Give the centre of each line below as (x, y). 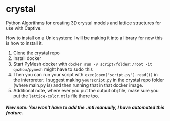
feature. (14, 113)
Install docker (27, 58)
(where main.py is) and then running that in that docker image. (78, 85)
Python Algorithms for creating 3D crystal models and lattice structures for (83, 23)
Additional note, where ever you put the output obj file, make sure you (86, 90)
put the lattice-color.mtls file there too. (56, 96)
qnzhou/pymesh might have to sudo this (53, 69)
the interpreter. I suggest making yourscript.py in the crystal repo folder (89, 80)
